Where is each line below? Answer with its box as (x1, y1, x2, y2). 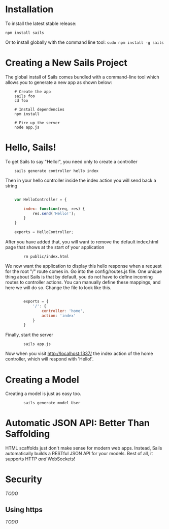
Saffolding (5, 428, 50, 440)
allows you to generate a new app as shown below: (5, 79, 113, 85)
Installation (5, 4, 54, 15)
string (5, 182, 18, 189)
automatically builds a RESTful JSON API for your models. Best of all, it (5, 451, 153, 457)
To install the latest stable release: (5, 20, 77, 26)
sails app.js (23, 342, 51, 347)
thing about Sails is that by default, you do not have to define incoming (5, 274, 153, 280)
